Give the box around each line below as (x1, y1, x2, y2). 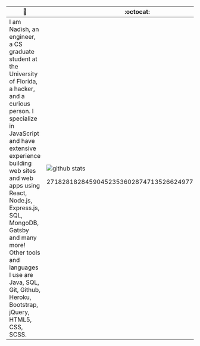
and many (9, 233, 37, 242)
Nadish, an (9, 25, 39, 33)
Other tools (9, 248, 40, 257)
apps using (9, 182, 40, 189)
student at (9, 55, 37, 63)
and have (9, 137, 35, 145)
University (9, 70, 38, 78)
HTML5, (9, 316, 32, 323)
